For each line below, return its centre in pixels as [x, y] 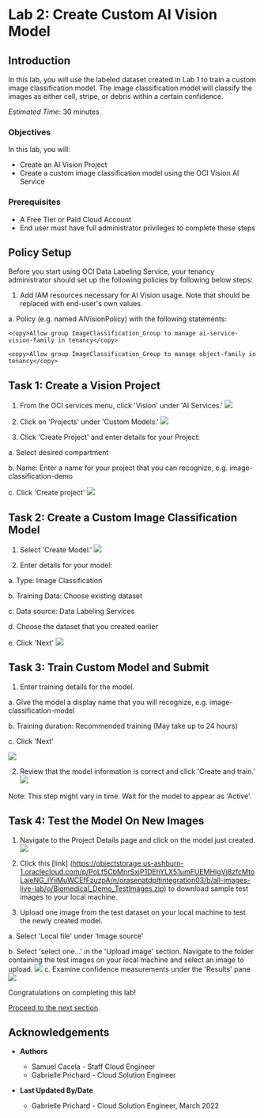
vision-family [32, 341]
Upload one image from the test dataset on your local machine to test [133, 912]
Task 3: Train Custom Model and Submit [109, 667]
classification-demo [41, 476]
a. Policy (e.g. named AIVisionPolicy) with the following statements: [118, 319]
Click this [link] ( [46, 863]
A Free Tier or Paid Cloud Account [75, 219]
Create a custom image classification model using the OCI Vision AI [129, 173]
